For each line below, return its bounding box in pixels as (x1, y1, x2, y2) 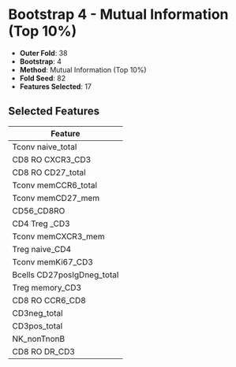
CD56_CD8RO (12, 205, 66, 216)
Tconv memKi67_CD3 (12, 256, 93, 267)
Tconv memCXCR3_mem (12, 231, 105, 242)
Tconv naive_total (12, 141, 77, 152)
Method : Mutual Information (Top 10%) (19, 65, 148, 74)
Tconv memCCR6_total (12, 180, 97, 191)
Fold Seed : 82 (19, 73, 66, 83)
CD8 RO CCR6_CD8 (12, 295, 87, 306)
